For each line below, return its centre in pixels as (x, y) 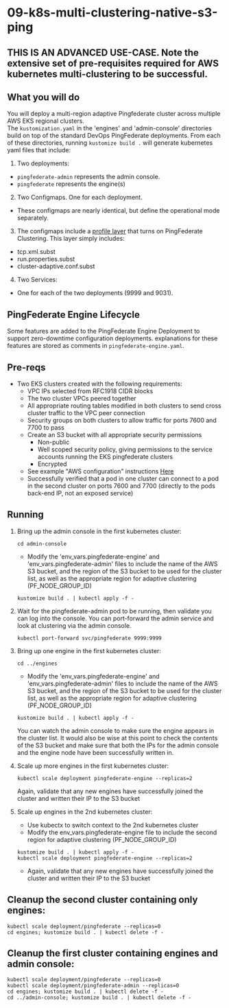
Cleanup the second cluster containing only (103, 900)
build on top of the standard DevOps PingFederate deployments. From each (114, 136)
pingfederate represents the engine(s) (71, 184)
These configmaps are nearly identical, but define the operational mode (119, 211)
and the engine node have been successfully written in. (95, 752)
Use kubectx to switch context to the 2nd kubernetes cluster (113, 825)
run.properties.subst (46, 259)
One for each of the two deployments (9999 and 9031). (95, 293)
